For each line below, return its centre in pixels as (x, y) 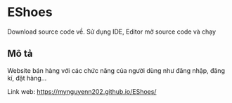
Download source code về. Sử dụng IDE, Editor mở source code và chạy (112, 32)
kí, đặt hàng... (27, 78)
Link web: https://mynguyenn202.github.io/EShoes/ (82, 91)
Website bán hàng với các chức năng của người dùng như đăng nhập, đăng (116, 70)
